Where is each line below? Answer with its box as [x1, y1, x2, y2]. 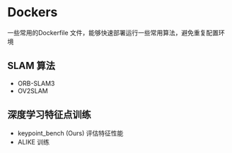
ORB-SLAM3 [17, 79, 55, 87]
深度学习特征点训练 [7, 109, 91, 121]
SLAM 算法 [7, 60, 55, 72]
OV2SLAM [17, 86, 48, 95]
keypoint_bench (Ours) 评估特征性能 [17, 128, 124, 137]
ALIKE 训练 [17, 137, 50, 146]
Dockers [7, 4, 58, 20]
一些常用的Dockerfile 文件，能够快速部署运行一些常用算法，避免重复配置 [7, 28, 219, 37]
